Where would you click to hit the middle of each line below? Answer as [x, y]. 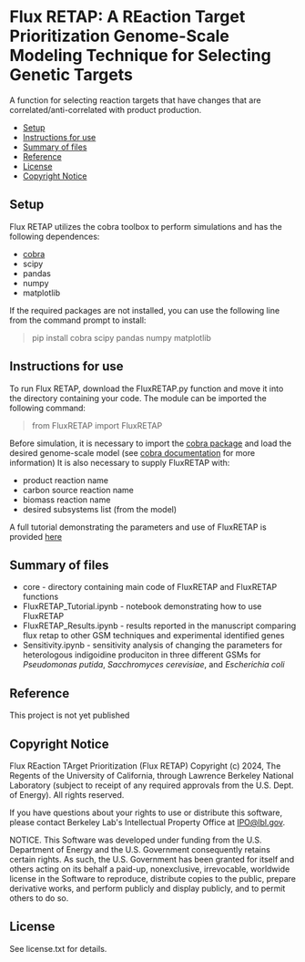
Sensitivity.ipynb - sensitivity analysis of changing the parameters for [152, 646]
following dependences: [55, 236]
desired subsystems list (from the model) [100, 509]
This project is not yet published [70, 715]
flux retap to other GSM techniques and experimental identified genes [153, 636]
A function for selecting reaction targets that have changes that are [135, 100]
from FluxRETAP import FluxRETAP [97, 425]
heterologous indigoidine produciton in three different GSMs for [142, 655]
